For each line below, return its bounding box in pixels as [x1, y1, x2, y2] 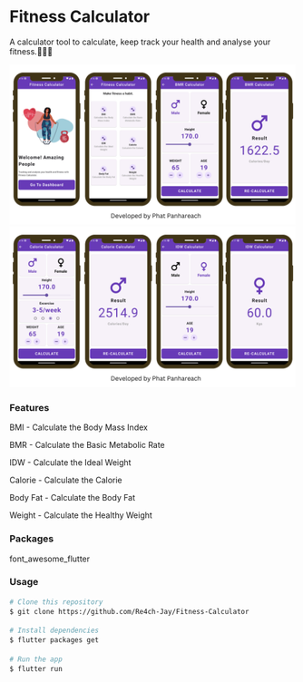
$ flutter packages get [9, 636, 100, 645]
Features [9, 401, 50, 414]
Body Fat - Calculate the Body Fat [9, 492, 136, 503]
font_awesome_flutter [9, 553, 91, 564]
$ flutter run [9, 664, 64, 673]
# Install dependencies [9, 626, 100, 636]
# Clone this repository [9, 597, 103, 607]
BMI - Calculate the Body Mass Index [9, 422, 148, 433]
